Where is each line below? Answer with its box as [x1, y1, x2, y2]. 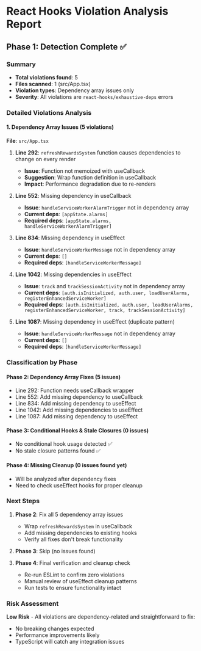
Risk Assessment [6, 599, 59, 608]
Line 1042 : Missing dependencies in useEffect [15, 271, 132, 278]
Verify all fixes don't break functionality [24, 536, 123, 543]
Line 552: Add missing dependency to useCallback [15, 393, 143, 401]
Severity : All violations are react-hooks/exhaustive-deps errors [15, 93, 174, 100]
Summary [6, 60, 37, 68]
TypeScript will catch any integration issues [15, 638, 125, 646]
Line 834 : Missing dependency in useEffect [15, 234, 125, 241]
